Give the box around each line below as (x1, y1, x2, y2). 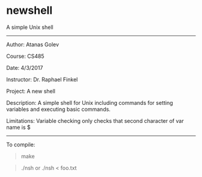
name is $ (6, 123, 31, 131)
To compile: (6, 141, 35, 148)
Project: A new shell (6, 87, 56, 95)
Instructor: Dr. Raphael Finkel (6, 76, 78, 83)
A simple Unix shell (6, 23, 54, 31)
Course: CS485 (6, 52, 44, 60)
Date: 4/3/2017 (6, 64, 43, 71)
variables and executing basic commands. (6, 105, 111, 113)
